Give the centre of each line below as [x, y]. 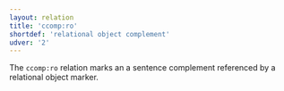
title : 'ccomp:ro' [43, 26]
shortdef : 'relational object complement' [90, 34]
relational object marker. [54, 78]
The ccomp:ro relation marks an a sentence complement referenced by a [142, 68]
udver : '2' [30, 42]
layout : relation [42, 17]
